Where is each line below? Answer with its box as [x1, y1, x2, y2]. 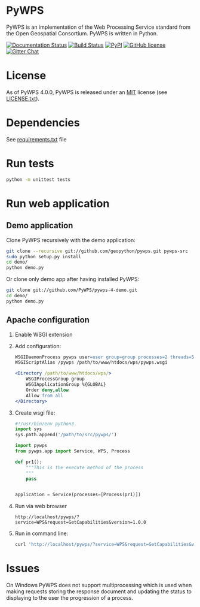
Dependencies [6, 116, 80, 129]
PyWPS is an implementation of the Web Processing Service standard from [6, 23, 191, 31]
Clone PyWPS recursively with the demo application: [6, 236, 136, 243]
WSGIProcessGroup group [26, 376, 85, 382]
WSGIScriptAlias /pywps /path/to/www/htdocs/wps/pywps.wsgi [14, 360, 168, 366]
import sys [14, 426, 42, 432]
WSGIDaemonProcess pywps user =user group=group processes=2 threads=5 [14, 354, 195, 360]
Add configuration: [14, 342, 61, 349]
